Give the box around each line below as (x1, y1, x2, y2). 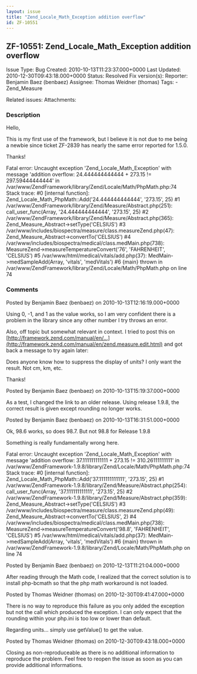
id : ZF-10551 (6, 19, 38, 25)
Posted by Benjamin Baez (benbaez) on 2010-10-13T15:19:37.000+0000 (6, 387, 180, 394)
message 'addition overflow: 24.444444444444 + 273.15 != (6, 171, 152, 178)
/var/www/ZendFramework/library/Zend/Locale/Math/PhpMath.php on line (6, 265, 187, 272)
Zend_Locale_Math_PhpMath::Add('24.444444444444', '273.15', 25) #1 (6, 196, 181, 203)
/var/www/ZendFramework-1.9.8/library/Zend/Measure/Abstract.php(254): (6, 482, 187, 489)
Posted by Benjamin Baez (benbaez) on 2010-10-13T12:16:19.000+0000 (6, 299, 180, 306)
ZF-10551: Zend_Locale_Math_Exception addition (6, 41, 191, 51)
